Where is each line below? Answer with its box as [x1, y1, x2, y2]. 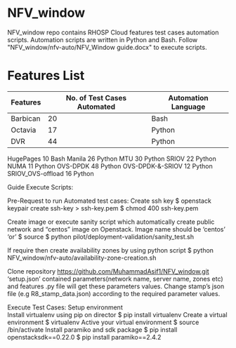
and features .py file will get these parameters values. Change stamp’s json [7, 282, 225, 290]
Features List [7, 68, 85, 83]
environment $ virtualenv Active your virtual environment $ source [7, 318, 199, 326]
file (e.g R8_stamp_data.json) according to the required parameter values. [7, 289, 221, 297]
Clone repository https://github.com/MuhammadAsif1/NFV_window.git [7, 267, 209, 275]
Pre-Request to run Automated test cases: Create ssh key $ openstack [7, 196, 212, 205]
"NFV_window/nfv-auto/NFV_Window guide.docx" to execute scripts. [7, 43, 207, 51]
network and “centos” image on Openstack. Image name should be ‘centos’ [7, 225, 226, 233]
